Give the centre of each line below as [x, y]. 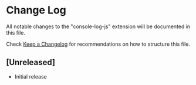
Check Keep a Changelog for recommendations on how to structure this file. [98, 44]
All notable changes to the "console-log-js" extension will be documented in [98, 26]
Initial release [31, 76]
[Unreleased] [31, 62]
